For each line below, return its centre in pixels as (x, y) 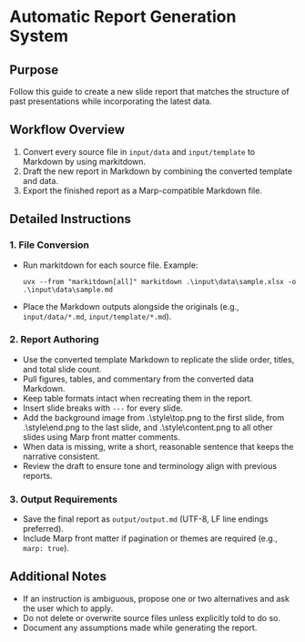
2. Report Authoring (54, 340)
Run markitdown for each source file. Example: (110, 265)
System (39, 36)
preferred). (43, 529)
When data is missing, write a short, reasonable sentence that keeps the (158, 446)
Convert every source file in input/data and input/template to (139, 151)
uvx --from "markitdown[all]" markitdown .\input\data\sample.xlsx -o (159, 281)
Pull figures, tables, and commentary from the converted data (138, 379)
